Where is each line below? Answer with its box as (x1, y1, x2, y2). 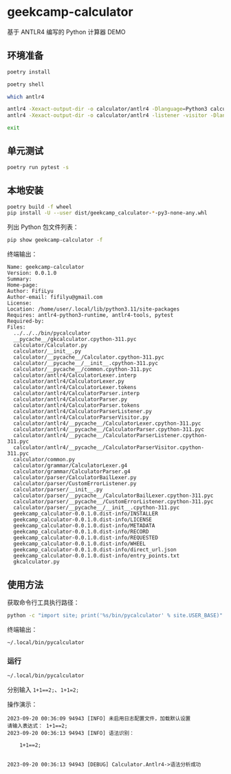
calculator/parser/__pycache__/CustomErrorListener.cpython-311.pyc (13, 498, 214, 505)
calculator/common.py (13, 456, 76, 463)
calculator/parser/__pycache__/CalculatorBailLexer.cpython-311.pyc (13, 492, 214, 499)
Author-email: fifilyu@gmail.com (7, 294, 103, 301)
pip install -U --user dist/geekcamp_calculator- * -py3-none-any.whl (7, 210, 208, 217)
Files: (7, 324, 26, 331)
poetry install (7, 68, 51, 76)
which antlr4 (7, 93, 45, 100)
